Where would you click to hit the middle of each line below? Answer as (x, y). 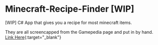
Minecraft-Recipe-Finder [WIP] (70, 9)
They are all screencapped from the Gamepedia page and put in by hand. (79, 32)
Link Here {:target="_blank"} (33, 37)
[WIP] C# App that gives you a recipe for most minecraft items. (69, 22)
